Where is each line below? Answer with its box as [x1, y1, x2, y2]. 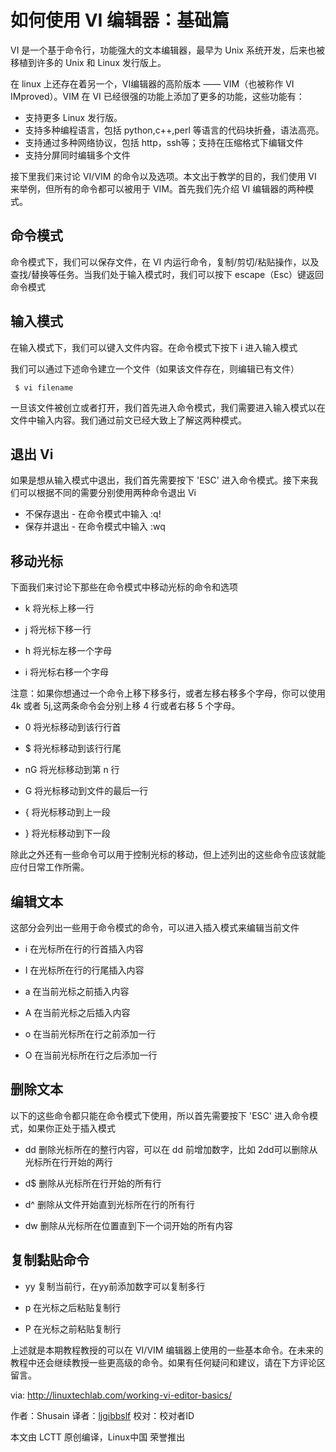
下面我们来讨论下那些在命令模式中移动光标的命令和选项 [10, 581, 238, 593]
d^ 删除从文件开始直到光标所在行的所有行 [24, 1198, 195, 1210]
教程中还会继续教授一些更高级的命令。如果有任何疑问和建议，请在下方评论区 [10, 1356, 326, 1368]
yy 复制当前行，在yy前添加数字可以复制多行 [24, 1280, 206, 1292]
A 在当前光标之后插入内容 [24, 1007, 131, 1018]
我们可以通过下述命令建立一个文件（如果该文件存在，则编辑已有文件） [10, 362, 300, 375]
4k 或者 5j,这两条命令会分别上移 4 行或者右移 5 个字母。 [10, 700, 241, 712]
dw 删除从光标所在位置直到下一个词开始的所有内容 [24, 1219, 233, 1231]
